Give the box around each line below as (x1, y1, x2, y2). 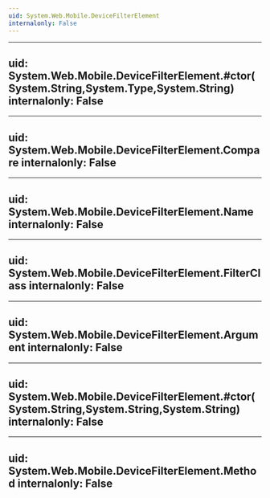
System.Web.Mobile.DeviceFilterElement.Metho (8, 463, 257, 478)
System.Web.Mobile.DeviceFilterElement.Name (8, 205, 255, 218)
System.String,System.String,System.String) (8, 402, 241, 416)
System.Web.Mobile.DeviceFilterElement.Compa (8, 143, 260, 157)
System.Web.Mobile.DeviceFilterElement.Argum (8, 329, 259, 342)
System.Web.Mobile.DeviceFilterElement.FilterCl (8, 267, 261, 280)
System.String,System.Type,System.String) (8, 81, 235, 95)
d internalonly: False (8, 476, 113, 490)
